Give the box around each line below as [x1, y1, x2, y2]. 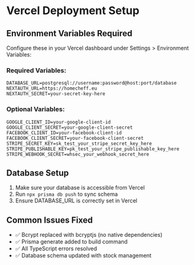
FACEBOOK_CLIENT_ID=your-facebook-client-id [6, 129, 122, 136]
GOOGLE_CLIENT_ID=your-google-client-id [6, 119, 112, 125]
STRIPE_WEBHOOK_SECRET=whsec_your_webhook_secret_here [6, 151, 150, 157]
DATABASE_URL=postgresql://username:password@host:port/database [6, 80, 177, 86]
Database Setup [6, 167, 69, 178]
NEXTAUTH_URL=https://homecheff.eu [6, 85, 97, 92]
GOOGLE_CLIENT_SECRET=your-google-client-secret [6, 124, 133, 131]
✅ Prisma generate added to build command [15, 238, 128, 245]
